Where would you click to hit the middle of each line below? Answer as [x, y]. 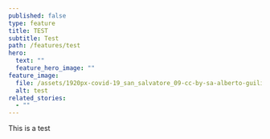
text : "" [30, 61]
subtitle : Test [34, 38]
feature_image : [34, 76]
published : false [37, 16]
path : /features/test [45, 46]
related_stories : [37, 98]
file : [25, 83]
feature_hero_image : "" [55, 68]
